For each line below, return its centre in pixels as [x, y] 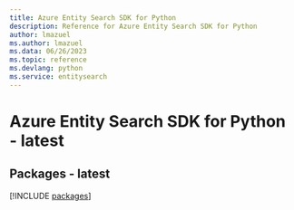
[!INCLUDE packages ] [50, 196]
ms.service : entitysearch [58, 77]
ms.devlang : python [46, 69]
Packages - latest [60, 174]
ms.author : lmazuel [46, 43]
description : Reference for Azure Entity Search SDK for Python [133, 26]
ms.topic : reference [49, 60]
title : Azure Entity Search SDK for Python [93, 18]
